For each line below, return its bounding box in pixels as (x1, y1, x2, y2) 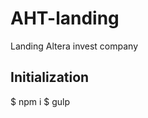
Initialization (10, 69, 90, 86)
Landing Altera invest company (10, 40, 139, 52)
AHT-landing (10, 7, 120, 30)
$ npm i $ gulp (10, 95, 71, 107)
